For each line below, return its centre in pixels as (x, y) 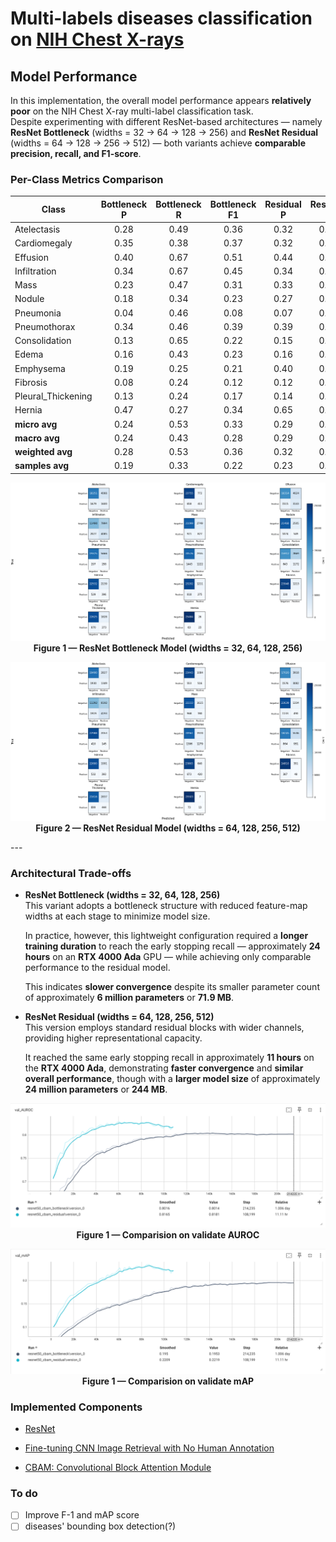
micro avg (36, 424)
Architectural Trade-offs (71, 873)
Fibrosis (31, 382)
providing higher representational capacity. (113, 1038)
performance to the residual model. (97, 968)
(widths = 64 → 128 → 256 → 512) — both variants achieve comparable (158, 143)
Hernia (28, 410)
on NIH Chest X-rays (97, 39)
